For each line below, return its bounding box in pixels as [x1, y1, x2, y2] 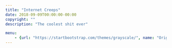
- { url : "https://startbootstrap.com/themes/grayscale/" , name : [14, 35, 155, 40]
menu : [5, 31, 17, 36]
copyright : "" [5, 17, 36, 22]
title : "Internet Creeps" [5, 7, 60, 13]
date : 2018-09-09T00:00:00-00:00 [5, 12, 77, 17]
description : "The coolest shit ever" [5, 21, 88, 27]
